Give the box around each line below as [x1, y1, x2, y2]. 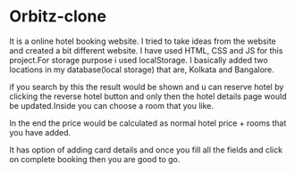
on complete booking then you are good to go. [9, 153, 181, 164]
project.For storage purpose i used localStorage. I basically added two [9, 54, 268, 65]
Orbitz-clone [9, 6, 107, 27]
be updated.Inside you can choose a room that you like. [9, 100, 215, 111]
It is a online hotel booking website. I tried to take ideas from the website [9, 36, 276, 46]
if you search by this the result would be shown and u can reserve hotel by [9, 81, 284, 92]
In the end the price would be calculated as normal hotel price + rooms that [9, 118, 287, 128]
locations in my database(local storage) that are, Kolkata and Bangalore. [9, 64, 274, 75]
